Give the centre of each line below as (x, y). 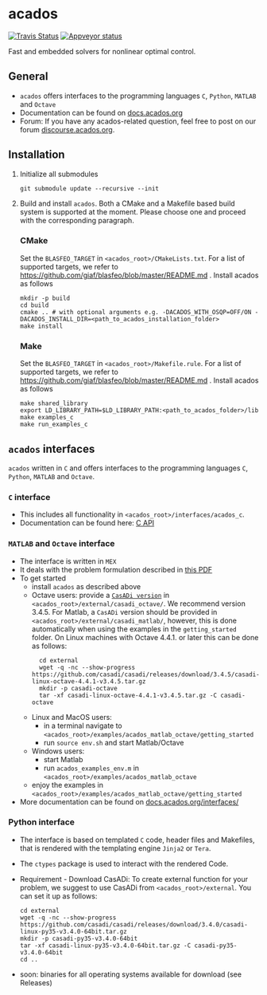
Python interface (42, 822)
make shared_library (54, 403)
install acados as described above (86, 586)
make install (41, 326)
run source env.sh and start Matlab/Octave (114, 742)
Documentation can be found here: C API (87, 523)
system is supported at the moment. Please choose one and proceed (133, 211)
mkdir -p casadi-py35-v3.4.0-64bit (79, 938)
